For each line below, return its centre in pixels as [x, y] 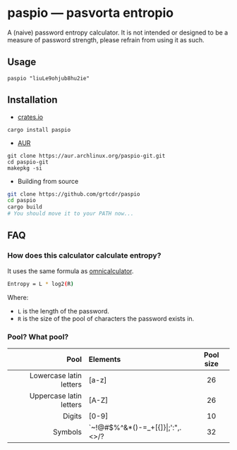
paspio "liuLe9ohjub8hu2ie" [49, 78]
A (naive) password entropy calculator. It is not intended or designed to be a [118, 32]
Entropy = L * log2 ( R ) [41, 284]
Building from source [48, 181]
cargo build [25, 207]
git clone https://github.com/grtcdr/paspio [74, 194]
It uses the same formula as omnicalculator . [71, 271]
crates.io [30, 117]
